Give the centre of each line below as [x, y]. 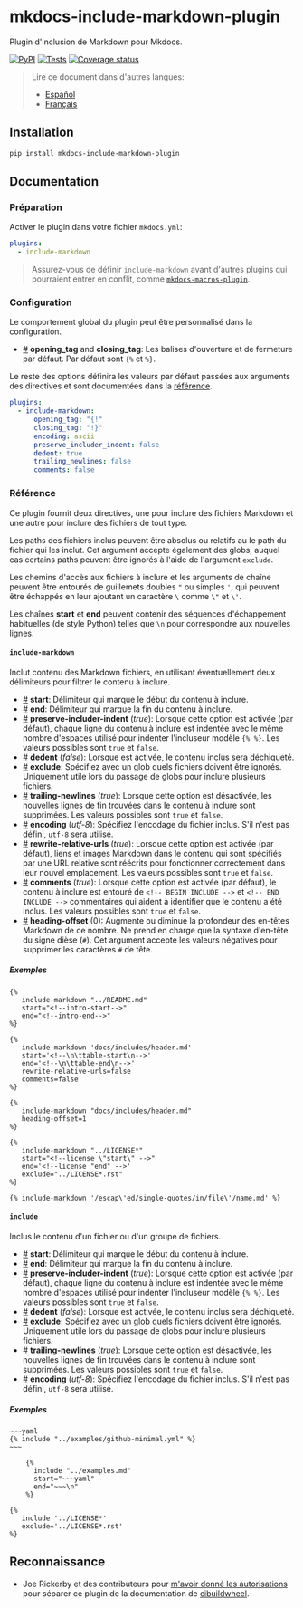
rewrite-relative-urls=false [76, 1071]
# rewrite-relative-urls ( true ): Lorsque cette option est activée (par [148, 843]
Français [61, 104]
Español [60, 94]
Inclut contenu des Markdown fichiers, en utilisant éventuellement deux [142, 672]
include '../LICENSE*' [64, 1518]
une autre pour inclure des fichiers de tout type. [99, 522]
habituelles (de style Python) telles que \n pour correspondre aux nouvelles [150, 623]
